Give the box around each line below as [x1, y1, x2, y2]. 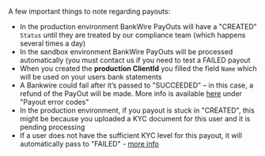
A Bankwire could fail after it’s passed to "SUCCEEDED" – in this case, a [19, 80, 254, 90]
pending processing [19, 122, 85, 132]
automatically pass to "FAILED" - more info [19, 139, 160, 148]
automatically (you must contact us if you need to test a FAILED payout [19, 55, 251, 65]
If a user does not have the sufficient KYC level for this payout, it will [19, 131, 243, 140]
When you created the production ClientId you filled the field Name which [19, 64, 257, 73]
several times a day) [19, 39, 86, 48]
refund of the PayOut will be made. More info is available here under [19, 89, 243, 98]
